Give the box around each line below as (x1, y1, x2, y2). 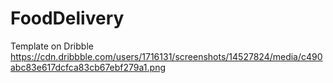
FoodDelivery (10, 7, 125, 30)
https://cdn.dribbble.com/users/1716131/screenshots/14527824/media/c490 (10, 50, 323, 62)
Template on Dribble (10, 40, 94, 52)
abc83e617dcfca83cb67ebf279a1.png (10, 61, 166, 73)
